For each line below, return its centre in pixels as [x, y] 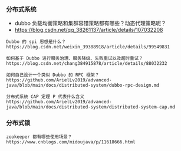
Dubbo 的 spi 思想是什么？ [36, 42]
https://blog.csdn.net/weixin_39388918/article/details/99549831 [88, 47]
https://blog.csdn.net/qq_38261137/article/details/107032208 [89, 30]
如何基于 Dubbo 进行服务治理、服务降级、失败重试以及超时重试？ [75, 58]
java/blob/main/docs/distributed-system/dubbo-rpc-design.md [83, 86]
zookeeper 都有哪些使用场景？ [39, 137]
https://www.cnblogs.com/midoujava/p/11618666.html [71, 142]
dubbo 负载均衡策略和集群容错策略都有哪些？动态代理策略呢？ [90, 23]
